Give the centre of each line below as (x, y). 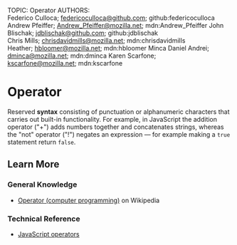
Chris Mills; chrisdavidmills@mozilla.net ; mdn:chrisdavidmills (96, 41)
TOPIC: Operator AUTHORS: (49, 10)
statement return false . (42, 142)
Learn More (33, 164)
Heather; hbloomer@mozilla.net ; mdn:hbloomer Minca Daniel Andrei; (109, 48)
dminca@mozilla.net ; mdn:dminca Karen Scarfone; (82, 56)
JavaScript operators (48, 234)
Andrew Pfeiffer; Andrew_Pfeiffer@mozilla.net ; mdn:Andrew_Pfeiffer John (116, 25)
